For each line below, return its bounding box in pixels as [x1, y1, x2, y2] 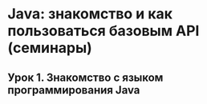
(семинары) [7, 39, 93, 57]
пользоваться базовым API [7, 22, 200, 40]
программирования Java [7, 83, 140, 97]
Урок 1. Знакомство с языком [7, 70, 164, 84]
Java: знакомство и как [7, 5, 173, 23]
